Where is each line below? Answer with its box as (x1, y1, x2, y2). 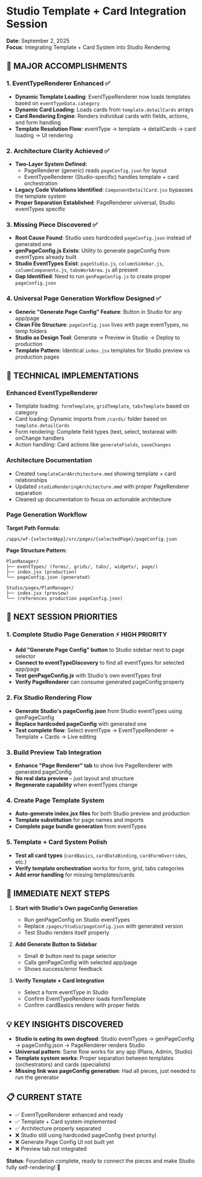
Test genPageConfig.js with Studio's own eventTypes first (15, 672, 161, 679)
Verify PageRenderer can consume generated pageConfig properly (15, 679, 184, 686)
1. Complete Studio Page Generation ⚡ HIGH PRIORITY (6, 630, 168, 639)
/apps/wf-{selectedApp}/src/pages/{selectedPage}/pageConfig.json (6, 536, 177, 542)
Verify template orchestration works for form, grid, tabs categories (15, 864, 184, 872)
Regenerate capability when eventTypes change (15, 781, 138, 789)
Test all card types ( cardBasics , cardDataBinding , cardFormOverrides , (15, 852, 187, 859)
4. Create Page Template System (6, 797, 105, 804)
